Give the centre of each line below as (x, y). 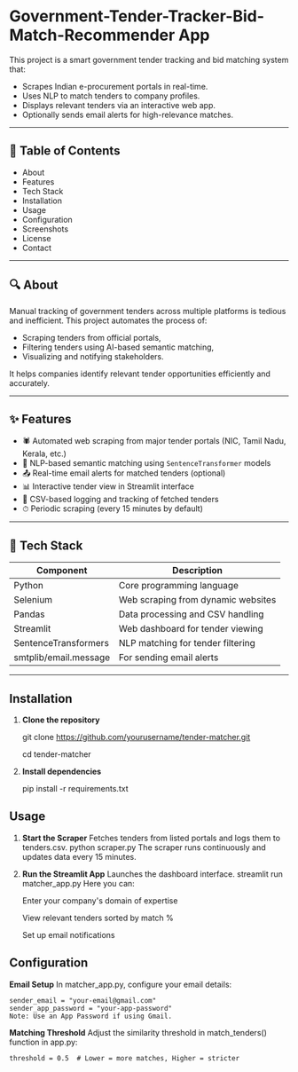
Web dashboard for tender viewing (191, 629)
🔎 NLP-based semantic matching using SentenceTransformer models (146, 463)
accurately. (30, 382)
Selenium (33, 600)
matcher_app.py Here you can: (78, 883)
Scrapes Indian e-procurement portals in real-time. (115, 86)
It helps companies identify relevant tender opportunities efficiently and (140, 374)
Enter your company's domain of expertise (100, 900)
